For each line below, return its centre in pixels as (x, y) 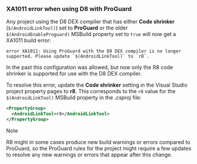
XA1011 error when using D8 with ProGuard (69, 9)
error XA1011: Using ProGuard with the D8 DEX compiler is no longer (94, 51)
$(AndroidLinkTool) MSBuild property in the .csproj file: (74, 98)
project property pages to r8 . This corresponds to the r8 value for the (91, 91)
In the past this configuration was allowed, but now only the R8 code (90, 67)
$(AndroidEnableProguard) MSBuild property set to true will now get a (91, 34)
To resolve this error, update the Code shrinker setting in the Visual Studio (97, 85)
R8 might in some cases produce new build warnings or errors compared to (98, 142)
